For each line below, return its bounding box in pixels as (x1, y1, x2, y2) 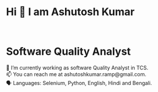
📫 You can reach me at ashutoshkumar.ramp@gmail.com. (6, 70, 146, 77)
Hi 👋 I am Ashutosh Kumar (6, 5, 135, 19)
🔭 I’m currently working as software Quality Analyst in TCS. (6, 64, 149, 71)
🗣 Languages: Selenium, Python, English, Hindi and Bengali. (6, 79, 152, 86)
